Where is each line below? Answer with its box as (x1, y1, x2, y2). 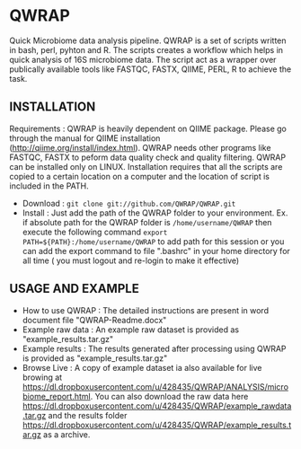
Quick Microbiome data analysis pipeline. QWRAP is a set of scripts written (9, 35, 287, 46)
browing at (22, 372, 63, 383)
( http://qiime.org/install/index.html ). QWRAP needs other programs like (9, 142, 271, 153)
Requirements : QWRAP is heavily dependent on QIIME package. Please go (9, 123, 288, 134)
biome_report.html (22, 391, 92, 401)
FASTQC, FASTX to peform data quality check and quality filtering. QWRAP (9, 152, 286, 163)
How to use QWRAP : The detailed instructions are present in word (22, 304, 270, 315)
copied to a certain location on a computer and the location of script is (9, 171, 270, 181)
